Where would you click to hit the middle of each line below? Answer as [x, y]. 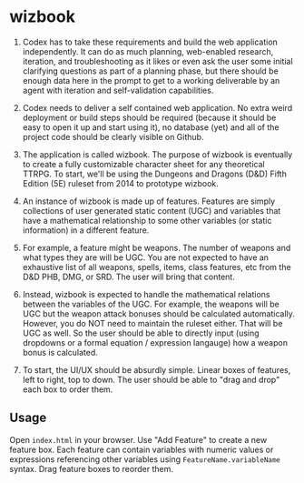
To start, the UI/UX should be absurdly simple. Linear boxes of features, [157, 369]
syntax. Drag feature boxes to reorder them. [92, 468]
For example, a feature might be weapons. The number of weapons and [157, 247]
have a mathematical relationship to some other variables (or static [147, 220]
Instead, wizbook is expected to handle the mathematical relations [146, 294]
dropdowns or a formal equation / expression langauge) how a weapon [155, 342]
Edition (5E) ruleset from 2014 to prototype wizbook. [121, 183]
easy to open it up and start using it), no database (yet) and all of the [151, 127]
